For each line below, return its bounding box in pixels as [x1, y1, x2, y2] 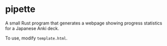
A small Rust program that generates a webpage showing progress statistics [5, 20, 162, 26]
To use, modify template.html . [5, 35, 67, 41]
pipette [5, 3, 36, 15]
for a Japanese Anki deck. [5, 25, 59, 31]
